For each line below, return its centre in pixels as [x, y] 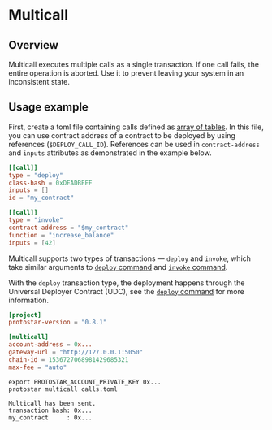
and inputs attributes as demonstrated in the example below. [110, 153]
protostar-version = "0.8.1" [58, 323]
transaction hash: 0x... [50, 410]
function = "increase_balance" [61, 235]
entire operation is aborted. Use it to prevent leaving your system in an [126, 73]
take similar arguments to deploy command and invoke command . [118, 267]
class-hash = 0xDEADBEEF [50, 183]
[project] [25, 315]
